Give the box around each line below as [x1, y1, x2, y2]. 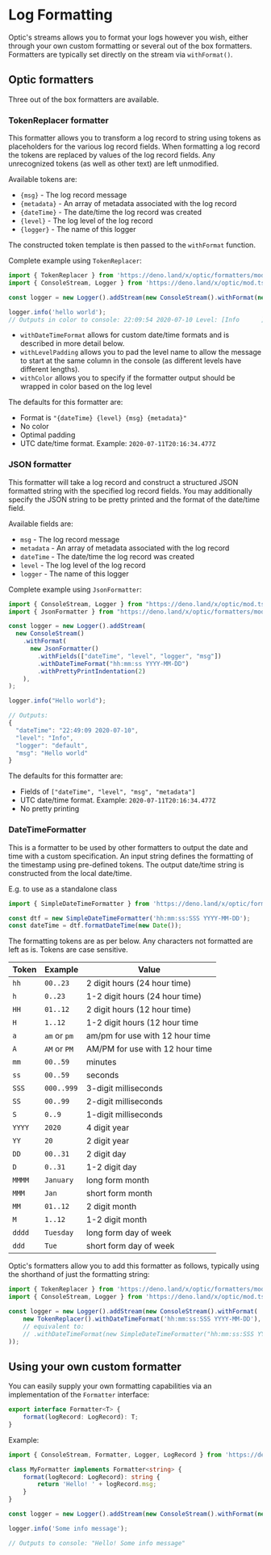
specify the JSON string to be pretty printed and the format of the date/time [8, 495, 261, 504]
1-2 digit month [85, 1214, 148, 1225]
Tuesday [44, 1228, 74, 1237]
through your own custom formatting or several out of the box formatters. [8, 40, 252, 50]
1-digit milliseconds [85, 1109, 163, 1120]
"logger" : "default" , [15, 741, 89, 749]
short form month [85, 1188, 153, 1199]
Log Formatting [8, 6, 113, 24]
